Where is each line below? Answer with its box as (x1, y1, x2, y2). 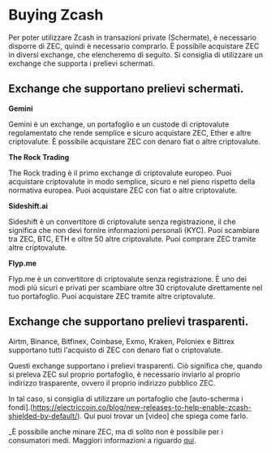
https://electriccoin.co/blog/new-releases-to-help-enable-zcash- (32, 402, 252, 412)
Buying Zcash (8, 6, 104, 24)
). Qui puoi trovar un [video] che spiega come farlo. (76, 411, 249, 421)
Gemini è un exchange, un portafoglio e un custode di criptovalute (8, 119, 230, 129)
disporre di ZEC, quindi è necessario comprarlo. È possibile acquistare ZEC (8, 41, 260, 50)
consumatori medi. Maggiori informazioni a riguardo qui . (8, 435, 196, 445)
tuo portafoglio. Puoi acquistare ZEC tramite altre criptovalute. (8, 291, 216, 301)
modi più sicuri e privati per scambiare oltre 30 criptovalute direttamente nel (8, 283, 263, 292)
